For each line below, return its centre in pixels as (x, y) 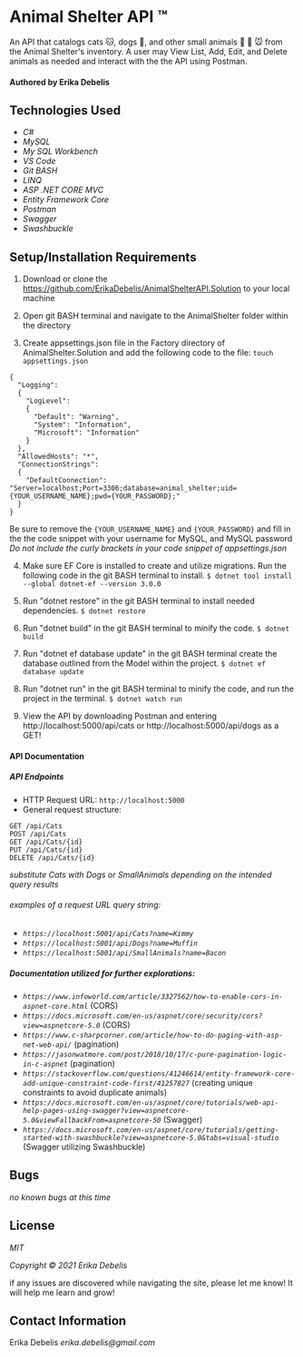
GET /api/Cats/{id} (46, 842)
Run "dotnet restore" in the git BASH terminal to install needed (139, 601)
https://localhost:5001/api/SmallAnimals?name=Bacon (124, 953)
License (32, 1226)
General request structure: (72, 809)
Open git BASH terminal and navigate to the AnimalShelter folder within (155, 316)
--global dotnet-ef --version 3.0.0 (92, 584)
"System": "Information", (82, 425)
